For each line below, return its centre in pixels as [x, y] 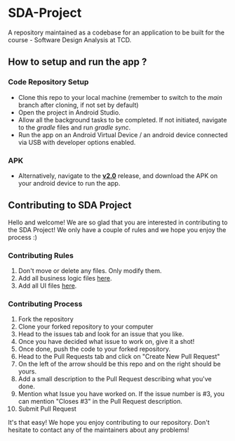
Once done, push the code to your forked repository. [94, 349]
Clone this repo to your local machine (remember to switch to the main [120, 97]
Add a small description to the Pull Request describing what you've [115, 379]
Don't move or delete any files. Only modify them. [90, 271]
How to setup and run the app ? [78, 62]
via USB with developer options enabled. [77, 142]
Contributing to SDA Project [70, 205]
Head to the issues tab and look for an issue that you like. [101, 334]
